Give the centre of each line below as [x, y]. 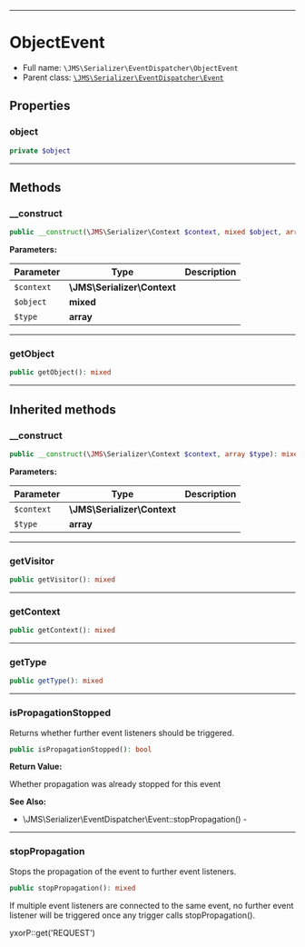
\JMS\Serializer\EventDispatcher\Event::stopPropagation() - [135, 820]
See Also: [28, 802]
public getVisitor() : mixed [63, 580]
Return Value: [36, 767]
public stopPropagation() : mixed [73, 888]
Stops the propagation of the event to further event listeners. [123, 871]
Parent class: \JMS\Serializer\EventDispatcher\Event [123, 77]
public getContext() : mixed [63, 631]
